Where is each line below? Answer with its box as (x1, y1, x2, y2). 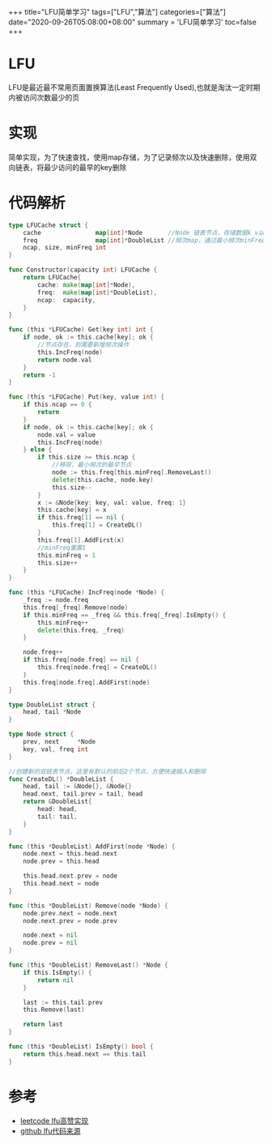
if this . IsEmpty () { (23, 968, 92, 976)
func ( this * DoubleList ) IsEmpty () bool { (8, 1043, 154, 1051)
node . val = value (37, 430, 96, 439)
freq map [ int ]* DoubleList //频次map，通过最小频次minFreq (23, 236, 266, 245)
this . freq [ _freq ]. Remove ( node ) (23, 603, 129, 612)
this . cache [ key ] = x (37, 506, 107, 514)
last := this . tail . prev (23, 998, 104, 1006)
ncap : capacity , (37, 296, 96, 304)
